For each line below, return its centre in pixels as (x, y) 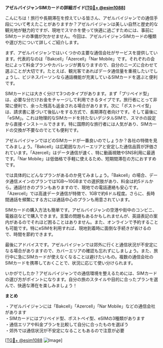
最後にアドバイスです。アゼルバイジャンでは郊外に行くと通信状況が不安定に (81, 245)
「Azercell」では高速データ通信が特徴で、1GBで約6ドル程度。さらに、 (76, 193)
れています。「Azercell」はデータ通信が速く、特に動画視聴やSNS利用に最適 (80, 153)
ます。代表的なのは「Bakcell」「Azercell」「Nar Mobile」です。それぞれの (78, 59)
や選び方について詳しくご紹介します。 (43, 42)
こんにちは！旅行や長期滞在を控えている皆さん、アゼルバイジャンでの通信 (80, 18)
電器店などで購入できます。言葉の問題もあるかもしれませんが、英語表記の (79, 216)
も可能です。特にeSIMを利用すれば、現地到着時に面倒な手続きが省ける (76, 228)
